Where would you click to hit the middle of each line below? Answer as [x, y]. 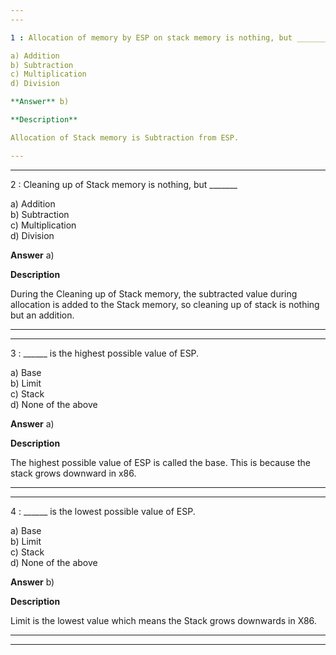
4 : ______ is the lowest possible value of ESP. [103, 511]
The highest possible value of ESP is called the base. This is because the [160, 462]
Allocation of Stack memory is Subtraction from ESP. [125, 137]
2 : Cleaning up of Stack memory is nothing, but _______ [124, 184]
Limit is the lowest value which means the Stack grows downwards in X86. [163, 620]
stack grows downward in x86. [73, 473]
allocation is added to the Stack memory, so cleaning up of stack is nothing [165, 304]
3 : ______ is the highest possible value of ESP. [105, 353]
